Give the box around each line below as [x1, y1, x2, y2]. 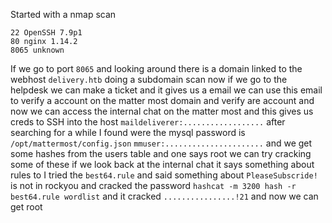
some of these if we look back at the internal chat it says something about [10, 159, 315, 170]
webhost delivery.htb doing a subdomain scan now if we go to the [10, 74, 288, 85]
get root [10, 201, 43, 213]
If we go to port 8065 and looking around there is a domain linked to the [10, 63, 303, 74]
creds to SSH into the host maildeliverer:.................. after [10, 116, 286, 128]
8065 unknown [10, 45, 65, 55]
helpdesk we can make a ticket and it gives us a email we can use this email [10, 84, 323, 96]
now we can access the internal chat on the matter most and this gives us [10, 105, 314, 117]
